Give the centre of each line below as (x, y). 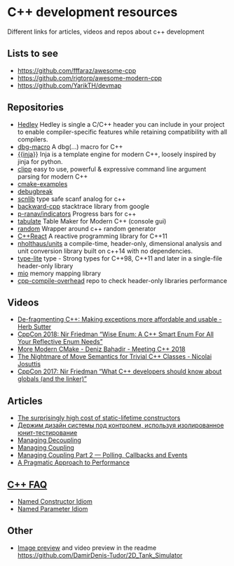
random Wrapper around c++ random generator (87, 228)
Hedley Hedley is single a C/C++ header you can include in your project (121, 124)
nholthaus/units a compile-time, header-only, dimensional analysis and (119, 243)
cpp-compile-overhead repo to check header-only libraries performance (122, 280)
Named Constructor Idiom (55, 501)
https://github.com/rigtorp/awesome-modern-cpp (90, 78)
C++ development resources (92, 12)
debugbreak (35, 191)
